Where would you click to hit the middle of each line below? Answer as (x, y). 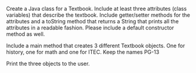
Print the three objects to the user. (48, 63)
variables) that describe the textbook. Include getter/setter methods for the (98, 15)
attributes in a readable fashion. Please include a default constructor (90, 28)
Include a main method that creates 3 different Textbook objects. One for (96, 45)
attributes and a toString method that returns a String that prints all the (92, 21)
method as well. (26, 34)
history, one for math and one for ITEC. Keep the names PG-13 (83, 52)
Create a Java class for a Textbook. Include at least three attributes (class (97, 9)
